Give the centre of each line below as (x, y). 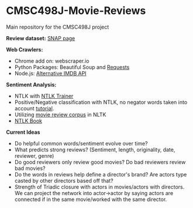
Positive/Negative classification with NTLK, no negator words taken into (101, 102)
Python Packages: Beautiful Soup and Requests (72, 67)
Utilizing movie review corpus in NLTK (60, 115)
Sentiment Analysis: (31, 84)
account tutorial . (34, 108)
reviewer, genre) (34, 155)
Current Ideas (23, 132)
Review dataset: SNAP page (41, 38)
